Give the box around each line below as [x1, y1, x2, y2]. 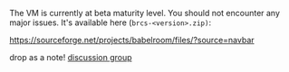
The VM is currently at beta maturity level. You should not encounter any [9, 8, 281, 18]
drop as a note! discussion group [9, 52, 133, 62]
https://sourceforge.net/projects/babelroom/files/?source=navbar [9, 35, 255, 45]
